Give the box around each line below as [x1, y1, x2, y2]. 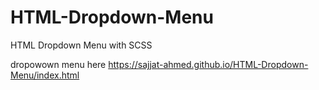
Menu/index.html [10, 69, 80, 81]
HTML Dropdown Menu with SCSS [10, 39, 153, 51]
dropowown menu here [10, 58, 107, 70]
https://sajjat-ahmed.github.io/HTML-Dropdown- [108, 58, 309, 70]
